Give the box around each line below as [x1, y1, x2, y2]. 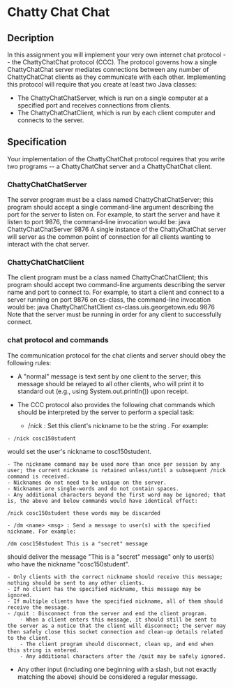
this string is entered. [7, 647, 80, 654]
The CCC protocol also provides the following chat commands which [17, 400, 216, 409]
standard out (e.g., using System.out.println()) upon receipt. [17, 387, 189, 395]
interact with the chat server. [7, 240, 90, 249]
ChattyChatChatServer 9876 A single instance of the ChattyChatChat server [7, 225, 227, 234]
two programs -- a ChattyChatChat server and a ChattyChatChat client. [7, 162, 213, 170]
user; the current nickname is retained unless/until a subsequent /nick [7, 467, 227, 474]
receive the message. [7, 603, 70, 611]
